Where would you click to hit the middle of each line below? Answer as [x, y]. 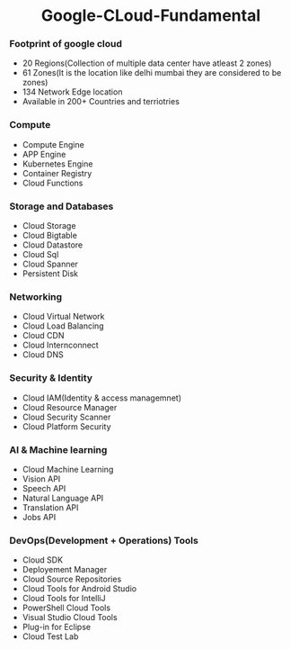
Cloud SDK [43, 560]
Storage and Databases [62, 206]
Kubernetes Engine [57, 164]
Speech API [44, 488]
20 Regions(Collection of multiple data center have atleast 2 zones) [147, 63]
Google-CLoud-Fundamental [151, 16]
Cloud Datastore [53, 245]
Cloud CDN [43, 336]
